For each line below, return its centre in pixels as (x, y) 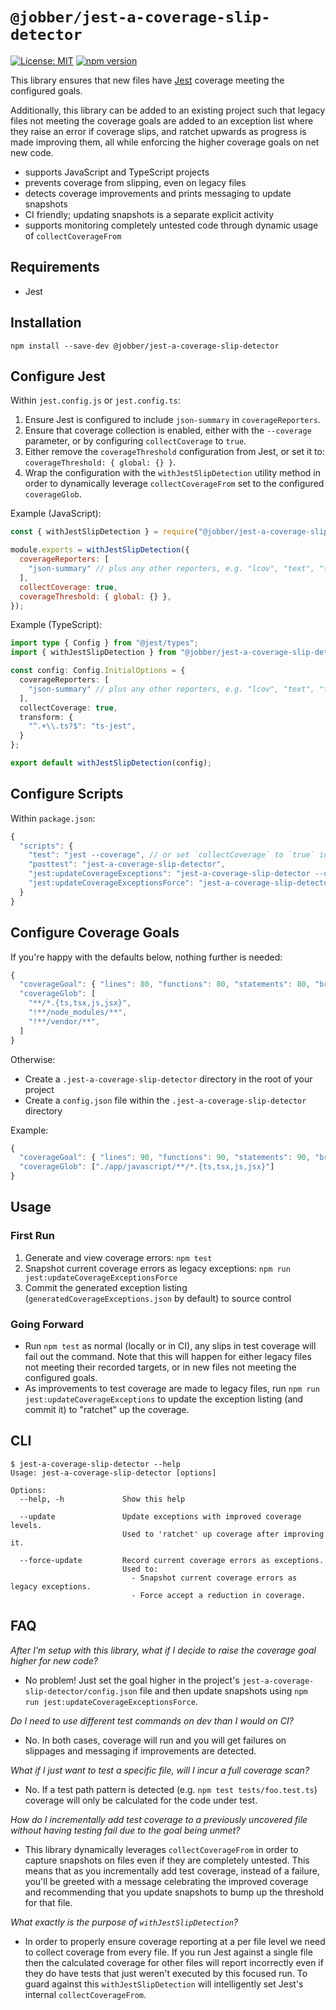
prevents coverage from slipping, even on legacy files (135, 182)
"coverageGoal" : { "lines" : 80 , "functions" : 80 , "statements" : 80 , (165, 984)
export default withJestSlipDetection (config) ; (111, 763)
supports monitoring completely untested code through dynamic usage (171, 225)
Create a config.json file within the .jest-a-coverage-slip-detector (165, 1100)
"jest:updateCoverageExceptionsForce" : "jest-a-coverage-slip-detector (180, 883)
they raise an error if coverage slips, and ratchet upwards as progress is (158, 131)
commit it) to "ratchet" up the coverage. (107, 1409)
